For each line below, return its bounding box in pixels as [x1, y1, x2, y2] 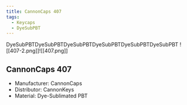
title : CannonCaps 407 [6, 8, 62, 15]
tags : [6, 14, 19, 20]
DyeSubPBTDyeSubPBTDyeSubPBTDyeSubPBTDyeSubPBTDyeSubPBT [6, 41, 179, 48]
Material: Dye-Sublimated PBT [14, 92, 88, 100]
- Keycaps [11, 19, 35, 25]
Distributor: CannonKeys [14, 86, 75, 93]
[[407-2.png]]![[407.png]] [6, 48, 68, 55]
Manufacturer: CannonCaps [14, 80, 82, 87]
